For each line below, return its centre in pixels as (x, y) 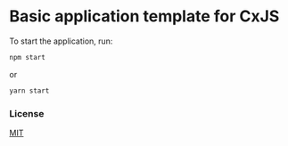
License (27, 113)
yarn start (29, 91)
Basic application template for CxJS (144, 16)
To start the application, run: (61, 41)
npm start (28, 57)
